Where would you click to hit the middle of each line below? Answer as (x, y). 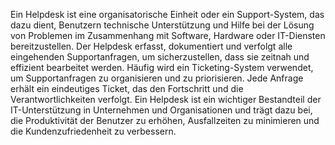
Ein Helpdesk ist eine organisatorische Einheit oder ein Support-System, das (167, 14)
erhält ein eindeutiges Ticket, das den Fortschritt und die (127, 88)
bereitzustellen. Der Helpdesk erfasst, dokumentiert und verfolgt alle (151, 46)
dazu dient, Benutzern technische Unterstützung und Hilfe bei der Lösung (162, 25)
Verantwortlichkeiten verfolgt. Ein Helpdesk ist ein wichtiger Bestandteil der (166, 99)
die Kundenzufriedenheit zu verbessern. (93, 131)
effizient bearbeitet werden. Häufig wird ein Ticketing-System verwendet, (162, 67)
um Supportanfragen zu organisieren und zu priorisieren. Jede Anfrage (157, 78)
